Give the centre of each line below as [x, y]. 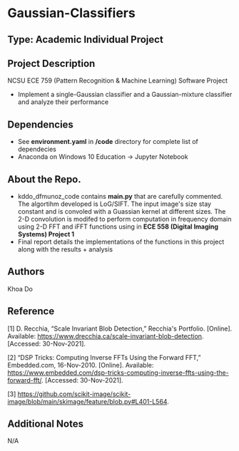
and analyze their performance [63, 102]
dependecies [37, 149]
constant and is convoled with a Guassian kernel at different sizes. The [122, 212]
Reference [31, 311]
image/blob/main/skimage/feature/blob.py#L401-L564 [87, 401]
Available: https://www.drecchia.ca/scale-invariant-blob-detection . [106, 336]
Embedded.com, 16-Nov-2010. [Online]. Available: [81, 365]
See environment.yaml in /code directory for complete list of [108, 142]
